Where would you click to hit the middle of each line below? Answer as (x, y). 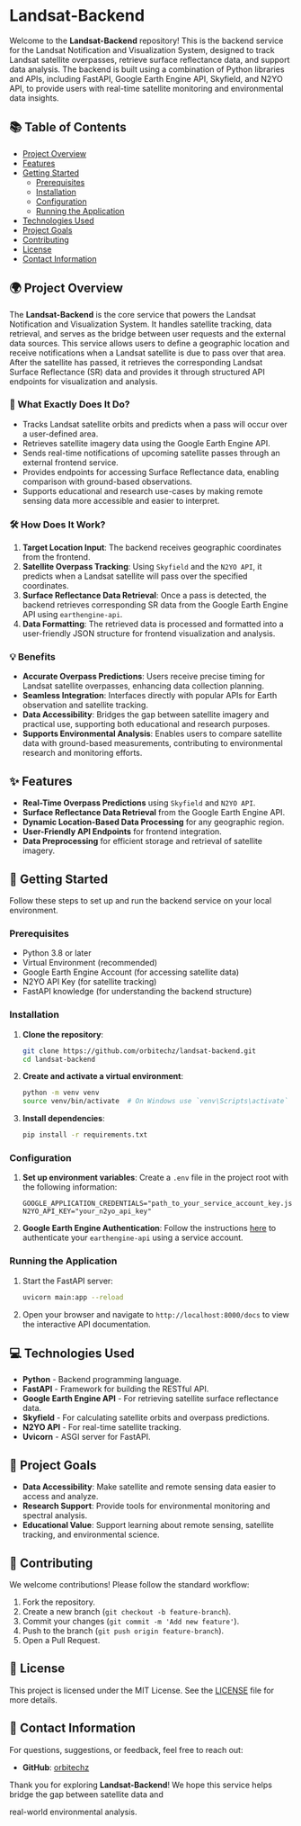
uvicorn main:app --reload (73, 1297)
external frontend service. (70, 462)
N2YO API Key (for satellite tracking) (89, 982)
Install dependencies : (63, 1119)
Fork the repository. (59, 1602)
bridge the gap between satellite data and (86, 1794)
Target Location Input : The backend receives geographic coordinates (152, 548)
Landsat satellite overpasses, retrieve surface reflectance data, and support (150, 59)
